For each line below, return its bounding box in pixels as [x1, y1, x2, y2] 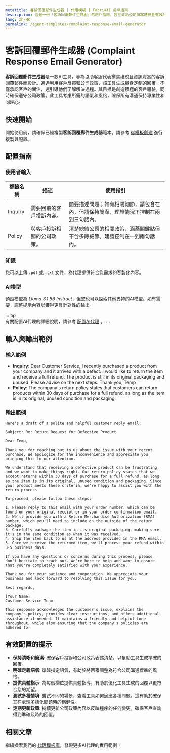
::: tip [5, 313, 16, 319]
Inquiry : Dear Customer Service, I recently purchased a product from [12, 363, 157, 369]
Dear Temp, [5, 438, 28, 444]
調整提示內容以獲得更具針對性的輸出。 [14, 302, 94, 309]
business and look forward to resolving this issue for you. [5, 576, 137, 581]
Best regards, [5, 585, 35, 590]
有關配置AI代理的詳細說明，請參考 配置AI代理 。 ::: [5, 318, 110, 325]
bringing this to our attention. [5, 456, 76, 462]
